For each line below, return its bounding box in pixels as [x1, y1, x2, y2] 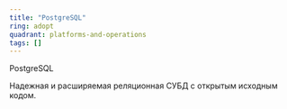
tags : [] [9, 38, 42, 48]
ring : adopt [9, 22, 54, 31]
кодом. [9, 90, 37, 101]
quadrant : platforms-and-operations [9, 30, 147, 39]
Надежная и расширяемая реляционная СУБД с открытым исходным [9, 80, 278, 91]
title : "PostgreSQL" [9, 13, 87, 23]
